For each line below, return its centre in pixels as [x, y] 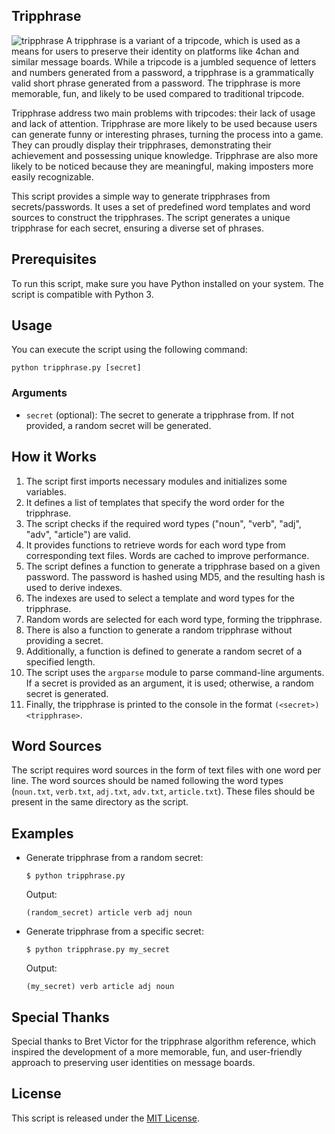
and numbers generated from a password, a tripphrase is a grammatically [162, 72]
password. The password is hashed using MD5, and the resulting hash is [175, 576]
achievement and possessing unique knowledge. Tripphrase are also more [165, 155]
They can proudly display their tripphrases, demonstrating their [141, 145]
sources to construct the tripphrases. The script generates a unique [151, 217]
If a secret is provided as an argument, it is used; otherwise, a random [169, 683]
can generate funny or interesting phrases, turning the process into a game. [167, 134]
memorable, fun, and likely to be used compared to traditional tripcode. [158, 93]
